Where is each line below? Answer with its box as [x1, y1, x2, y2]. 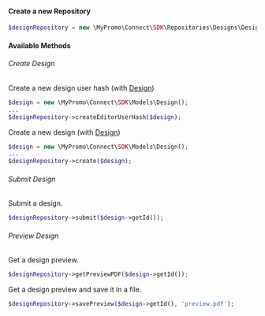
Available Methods [8, 40, 71, 50]
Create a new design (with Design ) [8, 127, 121, 137]
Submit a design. [8, 199, 63, 208]
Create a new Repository [8, 6, 91, 16]
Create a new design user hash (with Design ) [8, 83, 155, 92]
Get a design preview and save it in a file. [8, 284, 142, 295]
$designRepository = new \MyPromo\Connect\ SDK [8, 24, 164, 32]
